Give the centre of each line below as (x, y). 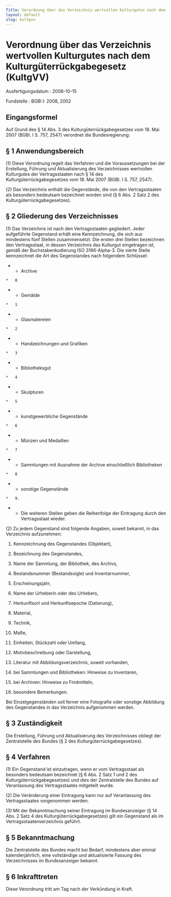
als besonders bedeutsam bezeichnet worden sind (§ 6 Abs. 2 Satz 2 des (82, 195)
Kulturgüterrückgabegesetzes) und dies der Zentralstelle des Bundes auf (82, 780)
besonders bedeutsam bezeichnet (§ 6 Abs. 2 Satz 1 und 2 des (72, 775)
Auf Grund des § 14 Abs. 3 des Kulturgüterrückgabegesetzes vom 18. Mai (83, 130)
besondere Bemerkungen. (40, 692)
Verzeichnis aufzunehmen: (34, 534)
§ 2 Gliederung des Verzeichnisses (62, 216)
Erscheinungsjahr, (32, 583)
